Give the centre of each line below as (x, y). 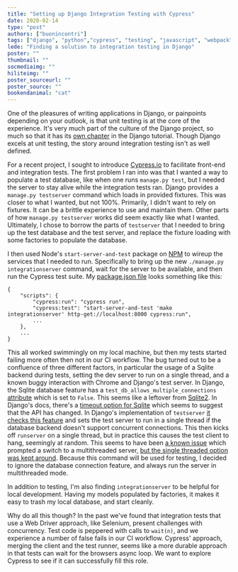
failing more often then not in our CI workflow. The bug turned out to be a (114, 360)
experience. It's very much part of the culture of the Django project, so (110, 128)
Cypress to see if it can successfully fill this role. (78, 561)
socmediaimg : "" (31, 67)
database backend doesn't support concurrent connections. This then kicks (118, 428)
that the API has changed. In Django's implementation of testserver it (109, 413)
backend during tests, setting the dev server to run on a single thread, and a (118, 375)
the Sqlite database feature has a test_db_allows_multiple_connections (112, 390)
